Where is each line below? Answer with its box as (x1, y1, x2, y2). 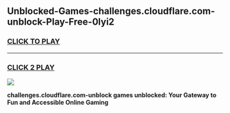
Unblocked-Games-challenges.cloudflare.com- (7, 5, 216, 17)
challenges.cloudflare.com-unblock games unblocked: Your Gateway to (7, 90, 217, 99)
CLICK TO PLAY (7, 37, 60, 47)
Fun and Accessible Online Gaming (7, 98, 109, 106)
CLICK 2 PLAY (7, 62, 55, 72)
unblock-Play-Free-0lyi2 (7, 16, 115, 28)
